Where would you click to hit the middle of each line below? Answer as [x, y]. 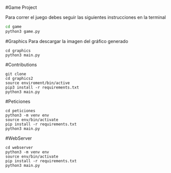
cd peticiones [21, 111]
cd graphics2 [19, 78]
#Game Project [21, 7]
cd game [14, 27]
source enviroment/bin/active [38, 83]
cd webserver [19, 147]
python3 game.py [23, 31]
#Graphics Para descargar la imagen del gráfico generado [67, 41]
